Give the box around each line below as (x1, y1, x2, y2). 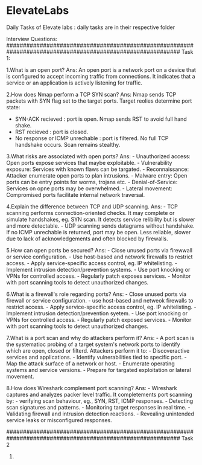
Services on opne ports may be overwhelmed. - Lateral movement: (6, 185, 173, 192)
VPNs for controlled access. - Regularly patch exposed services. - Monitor (6, 316, 192, 323)
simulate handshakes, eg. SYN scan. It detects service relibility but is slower (6, 216, 195, 223)
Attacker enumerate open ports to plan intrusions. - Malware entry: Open (6, 172, 188, 179)
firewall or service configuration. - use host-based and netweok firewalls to (6, 297, 194, 304)
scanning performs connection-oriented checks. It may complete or (6, 209, 175, 216)
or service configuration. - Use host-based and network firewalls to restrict (6, 253, 193, 260)
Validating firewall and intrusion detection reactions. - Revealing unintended (6, 410, 195, 417)
